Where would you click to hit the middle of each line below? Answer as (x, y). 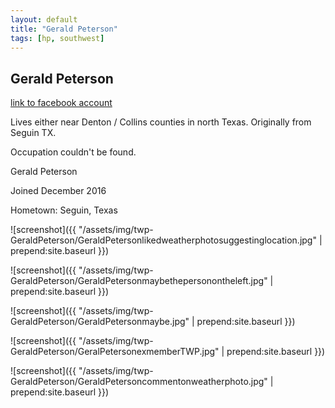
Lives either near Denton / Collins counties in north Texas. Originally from (161, 122)
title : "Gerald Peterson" (64, 29)
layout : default (44, 19)
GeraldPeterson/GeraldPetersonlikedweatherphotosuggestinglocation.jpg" (163, 240)
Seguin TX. (33, 133)
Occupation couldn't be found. (73, 152)
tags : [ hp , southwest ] (57, 38)
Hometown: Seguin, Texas (64, 210)
